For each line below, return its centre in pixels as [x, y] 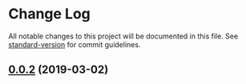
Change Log [49, 14]
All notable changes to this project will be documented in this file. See [123, 36]
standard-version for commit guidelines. [75, 44]
